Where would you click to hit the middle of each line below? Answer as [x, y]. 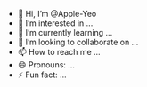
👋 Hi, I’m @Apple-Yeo [57, 14]
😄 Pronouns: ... [46, 65]
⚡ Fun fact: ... [42, 75]
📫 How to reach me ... [59, 52]
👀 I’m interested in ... [55, 23]
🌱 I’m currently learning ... [65, 32]
